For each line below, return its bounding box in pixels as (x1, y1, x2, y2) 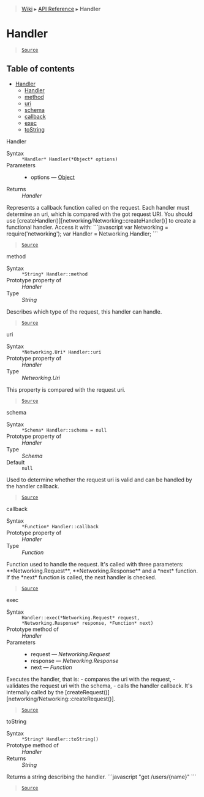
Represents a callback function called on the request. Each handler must (6, 204, 190, 211)
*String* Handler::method (21, 271, 88, 277)
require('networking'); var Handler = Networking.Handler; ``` (6, 230, 158, 237)
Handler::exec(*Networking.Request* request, (21, 614, 140, 621)
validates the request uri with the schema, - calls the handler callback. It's (6, 682, 193, 689)
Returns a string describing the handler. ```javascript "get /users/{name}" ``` (6, 773, 197, 780)
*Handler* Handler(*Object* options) (21, 156, 118, 162)
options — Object (30, 173, 75, 181)
